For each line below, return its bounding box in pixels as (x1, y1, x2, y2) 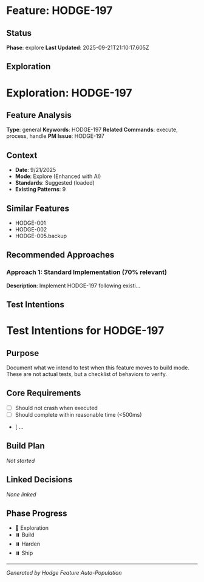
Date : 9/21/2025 (15, 166, 56, 174)
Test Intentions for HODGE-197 (6, 324, 165, 338)
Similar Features (6, 203, 70, 213)
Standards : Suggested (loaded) (15, 179, 95, 187)
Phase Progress (6, 508, 67, 519)
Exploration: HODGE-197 (6, 86, 132, 100)
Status (6, 28, 32, 38)
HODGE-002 (15, 226, 47, 233)
